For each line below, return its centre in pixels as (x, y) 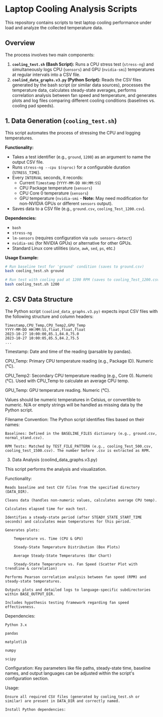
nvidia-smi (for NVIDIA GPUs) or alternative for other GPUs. (72, 243)
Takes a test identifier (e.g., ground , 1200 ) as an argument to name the (81, 156)
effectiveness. (20, 607)
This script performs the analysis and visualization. (56, 469)
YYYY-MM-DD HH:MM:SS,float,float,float (45, 329)
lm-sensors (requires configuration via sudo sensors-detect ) (72, 238)
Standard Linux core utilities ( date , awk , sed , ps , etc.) (64, 248)
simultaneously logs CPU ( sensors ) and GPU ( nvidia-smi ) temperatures (83, 69)
